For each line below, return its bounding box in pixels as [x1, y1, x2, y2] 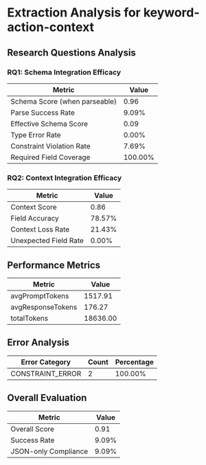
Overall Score [10, 424, 55, 433]
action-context [7, 19, 95, 35]
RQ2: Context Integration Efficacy [7, 173, 122, 183]
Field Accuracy [10, 214, 60, 223]
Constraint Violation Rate [10, 141, 91, 150]
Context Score [10, 203, 57, 212]
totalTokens [10, 313, 49, 323]
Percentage [115, 357, 154, 367]
